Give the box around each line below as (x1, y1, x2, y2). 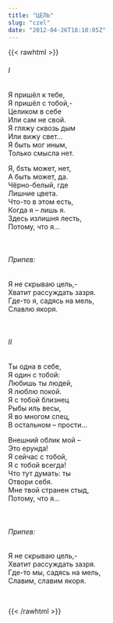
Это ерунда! (8, 443, 48, 453)
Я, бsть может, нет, (8, 163, 72, 173)
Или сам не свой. (8, 115, 66, 124)
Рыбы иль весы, (8, 403, 62, 413)
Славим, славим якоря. (8, 576, 87, 585)
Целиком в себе (8, 107, 62, 116)
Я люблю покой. (8, 386, 62, 396)
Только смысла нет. (8, 148, 74, 158)
